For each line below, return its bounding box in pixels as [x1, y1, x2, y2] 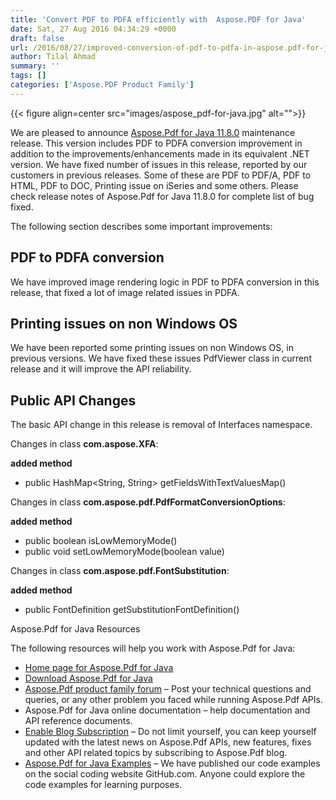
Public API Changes [10, 392, 137, 409]
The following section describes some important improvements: [10, 220, 273, 232]
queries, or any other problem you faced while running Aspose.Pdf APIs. [24, 694, 323, 706]
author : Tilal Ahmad [10, 52, 97, 62]
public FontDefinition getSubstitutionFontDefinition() [24, 604, 240, 616]
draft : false [10, 33, 65, 43]
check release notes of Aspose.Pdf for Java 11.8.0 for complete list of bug [10, 190, 315, 202]
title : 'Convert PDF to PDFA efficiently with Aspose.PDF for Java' [10, 14, 307, 25]
